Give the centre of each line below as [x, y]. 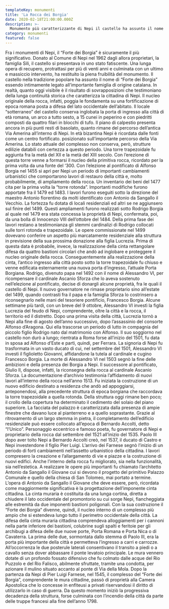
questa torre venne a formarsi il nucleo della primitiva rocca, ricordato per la [84, 160]
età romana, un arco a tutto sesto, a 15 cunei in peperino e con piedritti [79, 117]
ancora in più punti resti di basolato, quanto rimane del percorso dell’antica [83, 128]
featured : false [22, 38]
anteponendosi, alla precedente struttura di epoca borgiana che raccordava [84, 391]
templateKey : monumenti [30, 10]
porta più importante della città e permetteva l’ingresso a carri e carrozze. [82, 542]
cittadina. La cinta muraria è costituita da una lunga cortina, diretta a [76, 494]
